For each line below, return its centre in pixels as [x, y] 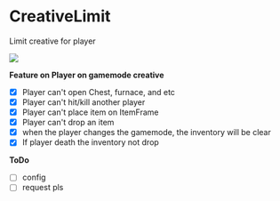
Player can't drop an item [68, 123]
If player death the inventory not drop [91, 142]
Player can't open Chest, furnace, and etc [99, 92]
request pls [43, 188]
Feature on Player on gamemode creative [87, 75]
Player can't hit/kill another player [84, 102]
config [34, 177]
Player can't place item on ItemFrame [90, 112]
